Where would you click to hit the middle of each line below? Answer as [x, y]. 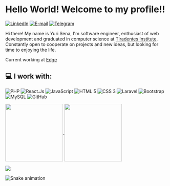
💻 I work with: [29, 76]
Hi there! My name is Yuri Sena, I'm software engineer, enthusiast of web [82, 33]
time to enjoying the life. [31, 50]
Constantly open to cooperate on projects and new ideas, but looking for [82, 44]
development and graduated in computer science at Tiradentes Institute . [81, 39]
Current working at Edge [31, 59]
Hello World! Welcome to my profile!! [85, 9]
